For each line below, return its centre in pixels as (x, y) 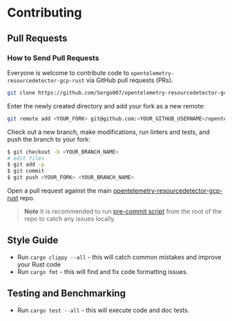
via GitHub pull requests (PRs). (130, 80)
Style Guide (33, 241)
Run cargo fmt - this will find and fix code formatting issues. (103, 271)
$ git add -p (26, 165)
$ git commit (26, 171)
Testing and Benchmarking (67, 294)
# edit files (26, 158)
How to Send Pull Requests (53, 58)
